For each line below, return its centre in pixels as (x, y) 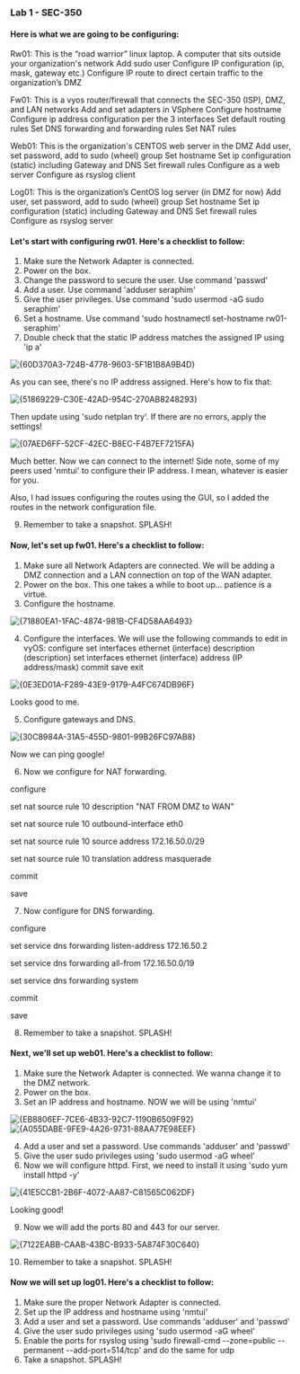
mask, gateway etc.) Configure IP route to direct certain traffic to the (137, 73)
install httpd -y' (51, 1175)
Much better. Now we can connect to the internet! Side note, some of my (145, 461)
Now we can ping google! (57, 754)
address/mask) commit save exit (84, 667)
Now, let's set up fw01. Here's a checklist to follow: (107, 545)
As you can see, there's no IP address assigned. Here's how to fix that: (141, 382)
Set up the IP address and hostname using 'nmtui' (115, 1312)
